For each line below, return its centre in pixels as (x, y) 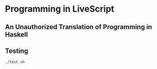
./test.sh (15, 62)
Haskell (16, 34)
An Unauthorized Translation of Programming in (78, 27)
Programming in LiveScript (60, 9)
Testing (17, 51)
